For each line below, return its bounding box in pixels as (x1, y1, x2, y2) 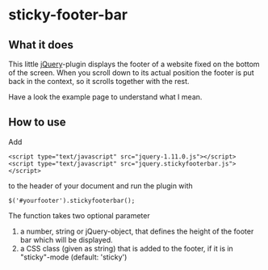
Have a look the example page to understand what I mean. (8, 92, 203, 102)
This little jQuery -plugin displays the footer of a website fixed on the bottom (8, 59, 260, 69)
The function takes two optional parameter (8, 210, 151, 220)
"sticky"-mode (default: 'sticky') (19, 252, 128, 262)
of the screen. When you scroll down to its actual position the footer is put (8, 68, 254, 78)
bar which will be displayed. (19, 234, 113, 244)
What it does (8, 38, 74, 52)
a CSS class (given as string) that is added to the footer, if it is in (19, 243, 234, 253)
